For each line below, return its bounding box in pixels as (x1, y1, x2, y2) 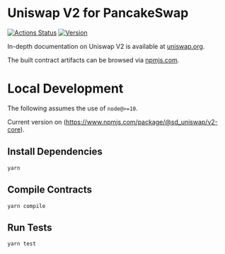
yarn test (7, 241, 37, 248)
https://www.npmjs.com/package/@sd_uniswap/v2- (66, 117, 218, 126)
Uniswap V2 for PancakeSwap (7, 5, 189, 21)
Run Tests (7, 221, 52, 233)
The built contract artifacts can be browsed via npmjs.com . (7, 55, 180, 64)
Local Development (7, 81, 124, 97)
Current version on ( (7, 117, 67, 126)
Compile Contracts (7, 184, 92, 196)
